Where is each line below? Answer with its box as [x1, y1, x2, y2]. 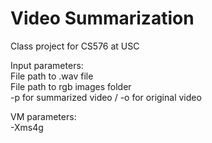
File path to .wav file [10, 70, 94, 82]
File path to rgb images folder [10, 80, 132, 92]
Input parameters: [10, 59, 84, 71]
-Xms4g [10, 121, 44, 133]
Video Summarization [10, 7, 195, 30]
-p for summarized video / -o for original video [10, 91, 202, 103]
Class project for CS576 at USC [10, 40, 140, 52]
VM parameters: [10, 110, 77, 122]
